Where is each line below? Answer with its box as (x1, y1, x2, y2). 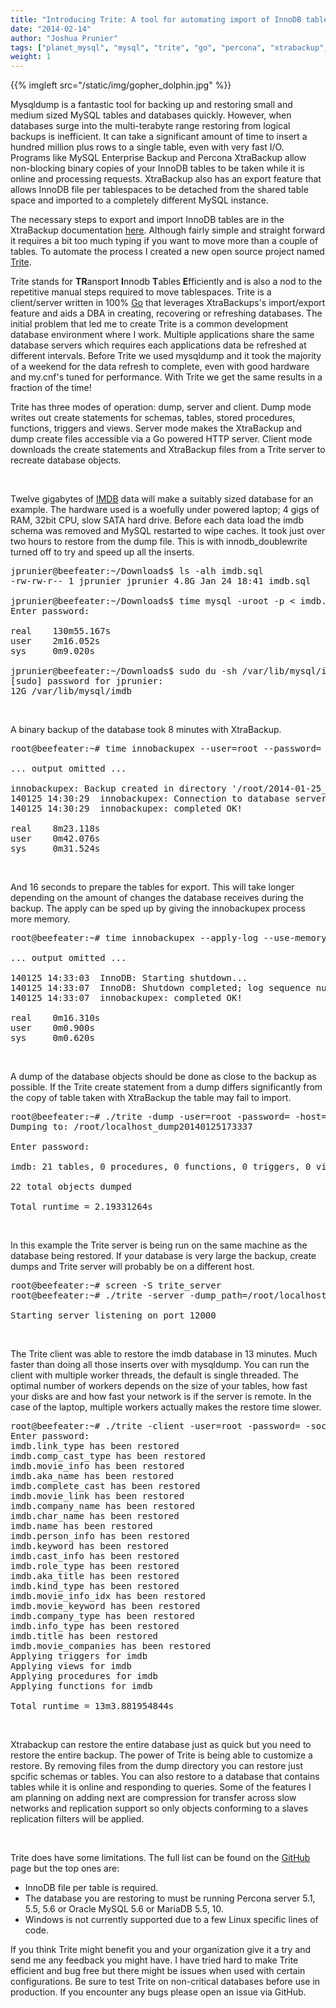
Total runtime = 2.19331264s (10, 1201, 153, 1213)
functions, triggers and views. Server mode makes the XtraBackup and (10, 422, 302, 435)
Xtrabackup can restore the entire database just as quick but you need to (10, 1739, 312, 1751)
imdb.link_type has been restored (10, 1441, 180, 1452)
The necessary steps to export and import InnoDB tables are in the (10, 214, 285, 226)
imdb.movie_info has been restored (10, 1461, 185, 1472)
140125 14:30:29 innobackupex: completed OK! (10, 803, 243, 815)
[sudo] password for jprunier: (10, 676, 164, 687)
